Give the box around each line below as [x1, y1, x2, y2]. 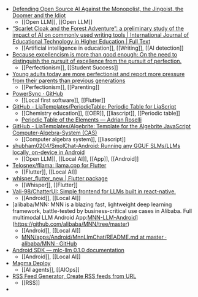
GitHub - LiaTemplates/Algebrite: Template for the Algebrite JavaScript [12, 123, 191, 129]
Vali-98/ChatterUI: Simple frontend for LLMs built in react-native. [12, 188, 177, 195]
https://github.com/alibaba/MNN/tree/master [14, 220, 128, 228]
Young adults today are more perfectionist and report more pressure [12, 71, 185, 77]
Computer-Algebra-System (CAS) [12, 129, 97, 136]
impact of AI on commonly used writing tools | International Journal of [12, 31, 189, 39]
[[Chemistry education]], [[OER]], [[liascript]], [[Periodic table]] [21, 110, 181, 117]
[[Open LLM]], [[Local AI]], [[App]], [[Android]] [21, 155, 139, 162]
